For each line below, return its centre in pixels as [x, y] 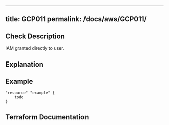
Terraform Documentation [47, 117]
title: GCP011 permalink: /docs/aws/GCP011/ [76, 19]
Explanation [24, 64]
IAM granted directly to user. [35, 48]
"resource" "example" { [30, 93]
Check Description [35, 36]
